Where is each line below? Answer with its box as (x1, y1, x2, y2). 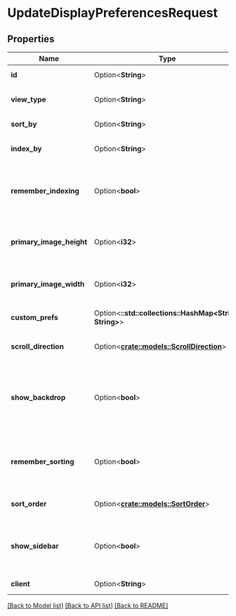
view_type (11, 95, 46, 104)
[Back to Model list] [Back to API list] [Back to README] (7, 601, 169, 610)
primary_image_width (11, 279, 85, 289)
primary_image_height (11, 237, 88, 247)
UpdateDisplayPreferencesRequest (7, 5, 218, 21)
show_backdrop (11, 392, 66, 402)
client (11, 579, 30, 589)
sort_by (11, 120, 37, 129)
